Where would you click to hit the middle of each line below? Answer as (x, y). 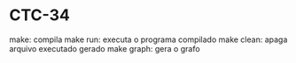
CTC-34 (40, 15)
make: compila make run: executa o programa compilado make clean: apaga (148, 39)
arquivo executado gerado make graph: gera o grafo (105, 48)
